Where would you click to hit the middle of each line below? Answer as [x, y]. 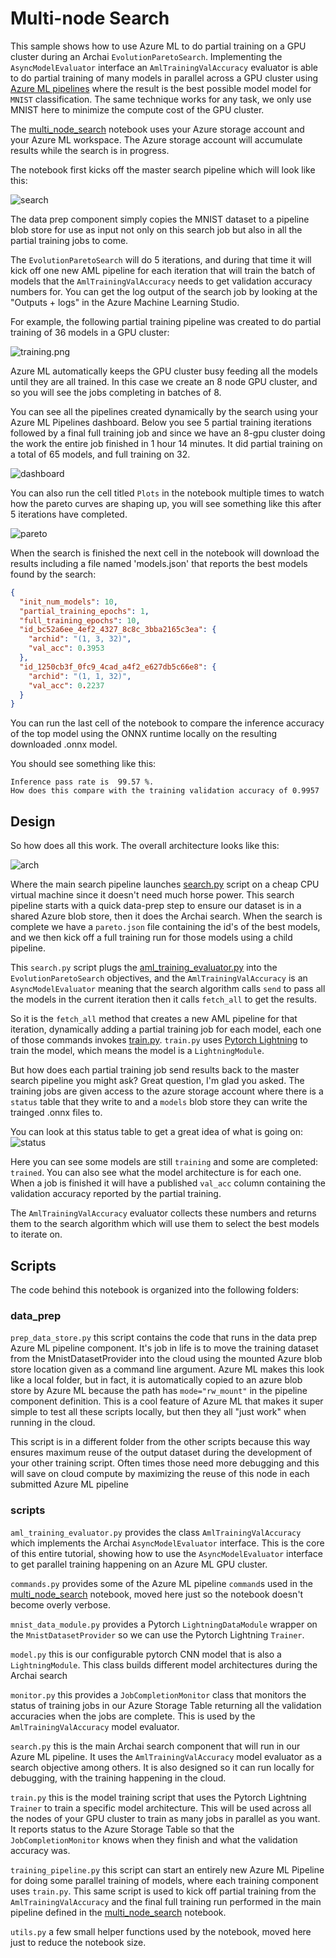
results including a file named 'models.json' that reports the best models [159, 563]
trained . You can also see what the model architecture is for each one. [156, 1173]
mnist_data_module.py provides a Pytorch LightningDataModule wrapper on [164, 1624]
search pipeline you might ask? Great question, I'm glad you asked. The [157, 1081]
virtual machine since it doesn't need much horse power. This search [152, 895]
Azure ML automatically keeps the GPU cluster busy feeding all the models [164, 371]
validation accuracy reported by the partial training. [116, 1194]
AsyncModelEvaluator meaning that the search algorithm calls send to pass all [168, 989]
